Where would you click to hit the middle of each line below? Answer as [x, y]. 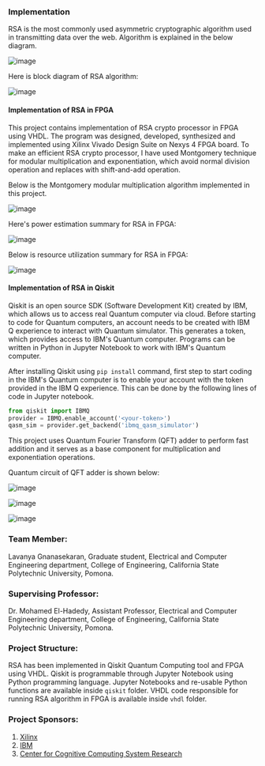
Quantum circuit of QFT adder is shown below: [84, 473]
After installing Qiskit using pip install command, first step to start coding [130, 371]
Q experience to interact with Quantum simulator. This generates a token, [127, 330]
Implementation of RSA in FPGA [61, 110]
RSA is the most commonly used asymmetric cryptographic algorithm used [130, 29]
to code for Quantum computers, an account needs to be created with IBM [129, 322]
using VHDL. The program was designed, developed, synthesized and [122, 136]
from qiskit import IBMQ [49, 411]
